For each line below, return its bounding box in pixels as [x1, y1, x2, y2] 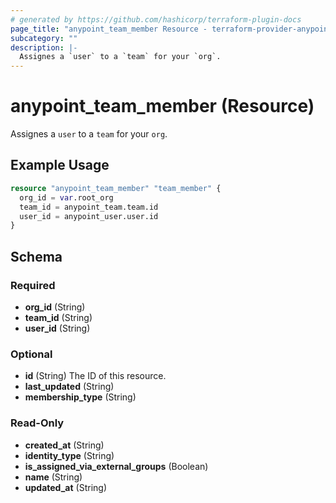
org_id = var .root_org [19, 192, 114, 203]
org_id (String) [24, 301, 86, 313]
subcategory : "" [10, 33, 78, 43]
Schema [10, 248, 63, 265]
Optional [10, 347, 53, 361]
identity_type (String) [24, 449, 115, 461]
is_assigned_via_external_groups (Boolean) [24, 460, 209, 472]
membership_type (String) [24, 391, 137, 403]
